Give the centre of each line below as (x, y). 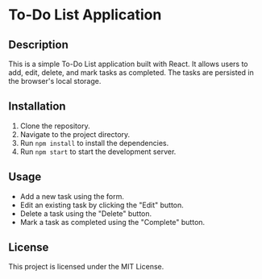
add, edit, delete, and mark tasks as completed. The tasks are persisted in (131, 73)
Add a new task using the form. (72, 196)
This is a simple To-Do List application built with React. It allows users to (128, 64)
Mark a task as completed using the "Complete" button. (112, 222)
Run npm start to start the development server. (98, 152)
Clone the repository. (55, 126)
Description (38, 45)
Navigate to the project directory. (75, 134)
